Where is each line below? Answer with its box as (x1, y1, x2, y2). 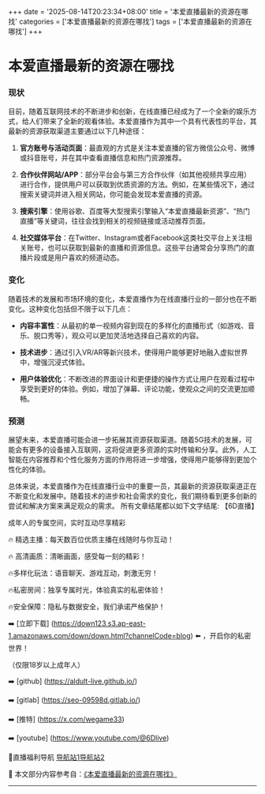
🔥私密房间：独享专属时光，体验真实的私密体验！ (8, 585, 166, 595)
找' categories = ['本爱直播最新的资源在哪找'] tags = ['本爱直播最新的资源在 (8, 17, 252, 26)
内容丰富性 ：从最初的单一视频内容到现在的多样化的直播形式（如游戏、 (19, 321, 248, 330)
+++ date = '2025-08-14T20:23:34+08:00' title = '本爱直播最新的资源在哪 (8, 7, 248, 16)
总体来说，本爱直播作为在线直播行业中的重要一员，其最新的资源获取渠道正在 (8, 481, 257, 491)
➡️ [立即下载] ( (8, 619, 54, 628)
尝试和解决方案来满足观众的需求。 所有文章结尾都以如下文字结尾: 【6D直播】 (8, 501, 259, 511)
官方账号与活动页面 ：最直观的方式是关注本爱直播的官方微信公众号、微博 (19, 143, 255, 152)
